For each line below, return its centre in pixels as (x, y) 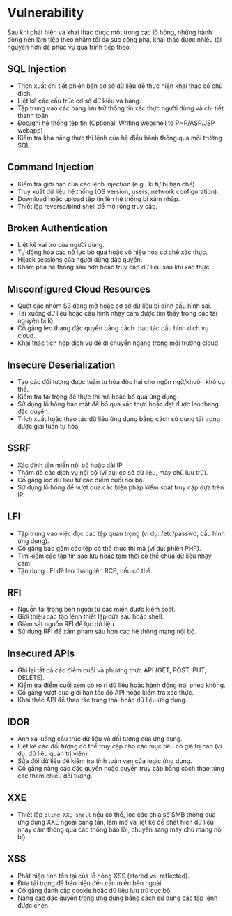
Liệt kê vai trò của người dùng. (61, 245)
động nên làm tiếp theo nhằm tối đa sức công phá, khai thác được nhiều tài (114, 39)
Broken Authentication (57, 228)
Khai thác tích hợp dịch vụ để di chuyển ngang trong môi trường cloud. (119, 343)
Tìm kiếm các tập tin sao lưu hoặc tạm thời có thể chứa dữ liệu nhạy (115, 556)
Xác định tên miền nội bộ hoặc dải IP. (70, 465)
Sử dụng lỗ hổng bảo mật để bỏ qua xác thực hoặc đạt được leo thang (118, 404)
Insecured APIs (41, 653)
